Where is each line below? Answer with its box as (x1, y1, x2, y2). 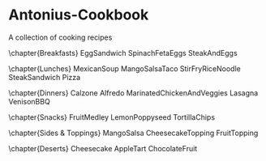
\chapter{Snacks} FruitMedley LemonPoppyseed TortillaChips (8, 112, 216, 122)
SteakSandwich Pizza (8, 72, 81, 82)
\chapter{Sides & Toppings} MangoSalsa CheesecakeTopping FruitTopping (8, 128, 259, 138)
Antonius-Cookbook (8, 6, 149, 24)
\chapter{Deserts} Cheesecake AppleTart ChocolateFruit (8, 143, 198, 153)
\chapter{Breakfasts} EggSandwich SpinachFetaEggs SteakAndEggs (8, 48, 238, 57)
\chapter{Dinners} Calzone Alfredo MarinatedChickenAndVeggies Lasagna (8, 87, 259, 98)
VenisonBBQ (8, 96, 50, 106)
